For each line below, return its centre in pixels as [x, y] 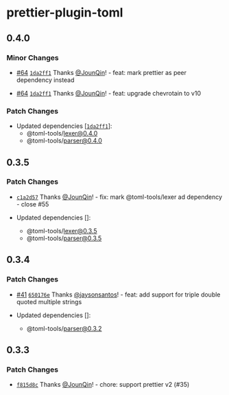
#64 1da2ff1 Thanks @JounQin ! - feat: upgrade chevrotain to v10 [109, 93]
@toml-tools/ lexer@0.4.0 [62, 134]
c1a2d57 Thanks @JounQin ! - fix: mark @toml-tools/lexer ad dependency [119, 197]
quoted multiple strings [49, 301]
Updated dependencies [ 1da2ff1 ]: [64, 126]
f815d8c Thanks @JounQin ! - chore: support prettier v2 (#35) [103, 385]
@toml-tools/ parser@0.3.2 [64, 328]
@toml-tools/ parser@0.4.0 [64, 141]
